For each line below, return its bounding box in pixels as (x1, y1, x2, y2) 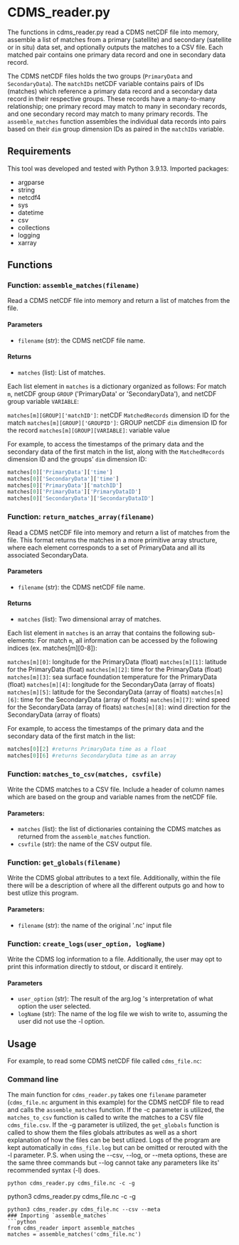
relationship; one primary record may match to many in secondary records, (7, 102, 228, 110)
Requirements (7, 145, 71, 157)
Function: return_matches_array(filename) (7, 512, 155, 522)
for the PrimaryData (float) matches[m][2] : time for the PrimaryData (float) (7, 665, 223, 673)
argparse (17, 178, 45, 186)
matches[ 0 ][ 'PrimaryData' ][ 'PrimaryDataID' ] (7, 488, 142, 496)
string (17, 186, 36, 194)
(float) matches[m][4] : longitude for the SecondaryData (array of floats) (7, 680, 216, 688)
